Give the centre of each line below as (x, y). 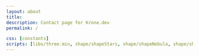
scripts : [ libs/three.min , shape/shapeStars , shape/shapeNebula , (88, 44)
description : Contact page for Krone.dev (58, 22)
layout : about (24, 11)
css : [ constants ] (28, 39)
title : (14, 17)
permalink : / (22, 28)
